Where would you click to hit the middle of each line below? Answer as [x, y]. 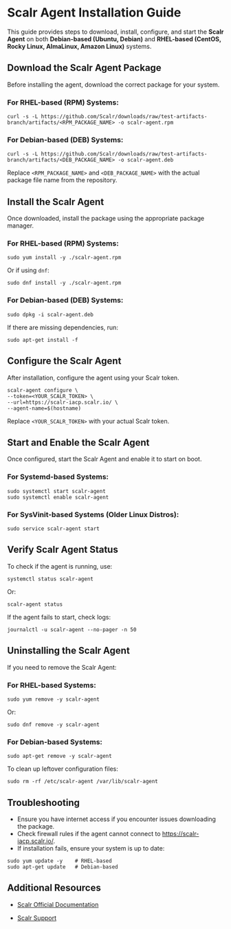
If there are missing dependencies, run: [63, 327]
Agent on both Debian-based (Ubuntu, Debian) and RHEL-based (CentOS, [114, 39]
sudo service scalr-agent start [53, 528]
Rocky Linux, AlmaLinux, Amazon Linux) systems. [79, 46]
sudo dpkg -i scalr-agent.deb [51, 314]
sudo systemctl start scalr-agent [57, 491]
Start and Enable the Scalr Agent [78, 442]
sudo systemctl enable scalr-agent [58, 497]
